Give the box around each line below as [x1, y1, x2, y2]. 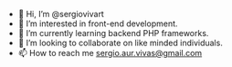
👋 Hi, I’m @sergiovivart [17, 9, 105, 19]
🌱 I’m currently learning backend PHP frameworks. [17, 28, 209, 38]
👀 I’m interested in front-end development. [17, 18, 178, 29]
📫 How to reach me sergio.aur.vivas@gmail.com [17, 48, 203, 58]
